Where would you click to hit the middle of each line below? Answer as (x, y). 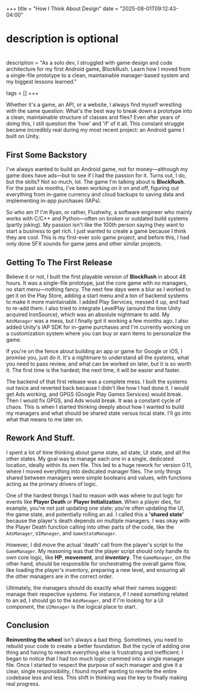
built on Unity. (23, 136)
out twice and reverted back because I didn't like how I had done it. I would (98, 388)
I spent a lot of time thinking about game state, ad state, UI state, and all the (98, 452)
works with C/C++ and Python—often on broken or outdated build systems (97, 218)
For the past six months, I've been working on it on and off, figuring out (92, 188)
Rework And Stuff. (40, 438)
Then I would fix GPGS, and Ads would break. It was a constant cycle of (94, 400)
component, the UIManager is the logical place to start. (72, 606)
